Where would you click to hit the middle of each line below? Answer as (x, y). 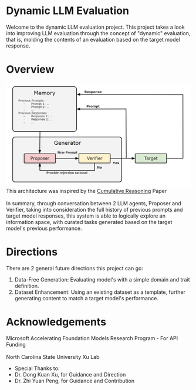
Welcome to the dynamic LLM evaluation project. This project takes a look (95, 27)
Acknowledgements (56, 322)
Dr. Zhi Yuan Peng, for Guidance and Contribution (75, 381)
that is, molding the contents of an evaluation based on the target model (93, 39)
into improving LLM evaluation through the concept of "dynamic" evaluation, (98, 33)
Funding (16, 344)
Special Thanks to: (37, 368)
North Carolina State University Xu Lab (53, 357)
